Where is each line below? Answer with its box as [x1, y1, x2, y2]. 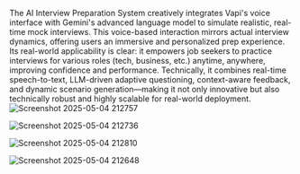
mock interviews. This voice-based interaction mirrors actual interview [27, 27, 290, 37]
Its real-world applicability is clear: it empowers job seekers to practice [9, 46, 273, 57]
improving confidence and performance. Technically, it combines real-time [9, 65, 286, 75]
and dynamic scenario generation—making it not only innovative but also [9, 84, 280, 94]
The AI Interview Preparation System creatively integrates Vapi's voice [9, 8, 270, 18]
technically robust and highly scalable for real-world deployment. [9, 93, 251, 104]
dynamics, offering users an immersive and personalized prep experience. [9, 36, 286, 47]
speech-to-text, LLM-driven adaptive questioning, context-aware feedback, [9, 74, 291, 84]
